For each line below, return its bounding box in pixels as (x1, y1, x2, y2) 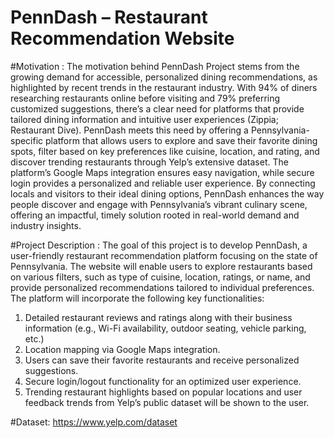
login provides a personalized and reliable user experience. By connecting (10, 177, 316, 189)
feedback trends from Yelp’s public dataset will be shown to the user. (24, 396, 310, 408)
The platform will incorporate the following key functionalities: (10, 292, 265, 304)
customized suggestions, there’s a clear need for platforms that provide (10, 102, 305, 115)
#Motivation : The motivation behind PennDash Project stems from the (10, 60, 300, 72)
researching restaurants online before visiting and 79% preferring (10, 92, 281, 104)
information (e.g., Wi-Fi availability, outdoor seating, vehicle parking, (24, 322, 307, 334)
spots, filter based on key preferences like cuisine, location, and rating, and (10, 145, 320, 157)
